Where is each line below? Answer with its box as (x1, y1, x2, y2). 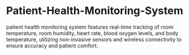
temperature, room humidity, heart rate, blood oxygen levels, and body (6, 29, 179, 36)
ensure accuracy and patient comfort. (6, 42, 99, 49)
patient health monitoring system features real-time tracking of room (6, 23, 174, 30)
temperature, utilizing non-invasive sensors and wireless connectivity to (6, 36, 182, 43)
